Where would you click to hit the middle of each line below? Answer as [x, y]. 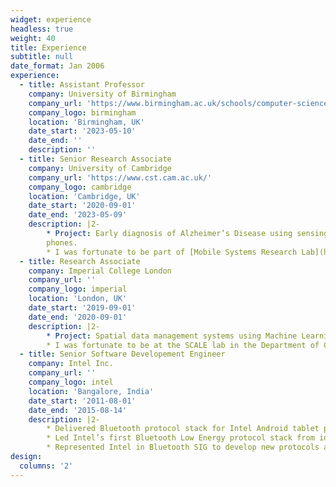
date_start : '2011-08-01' [82, 401]
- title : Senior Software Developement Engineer [122, 354]
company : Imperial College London [100, 271]
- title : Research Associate [80, 261]
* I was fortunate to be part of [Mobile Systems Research [172, 252]
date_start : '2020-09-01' [82, 206]
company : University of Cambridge [100, 168]
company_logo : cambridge [80, 187]
